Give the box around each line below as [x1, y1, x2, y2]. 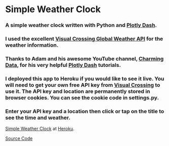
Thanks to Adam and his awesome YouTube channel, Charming [5, 55, 164, 62]
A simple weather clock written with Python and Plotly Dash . [5, 22, 157, 29]
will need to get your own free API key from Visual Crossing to [5, 81, 160, 88]
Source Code [5, 135, 33, 141]
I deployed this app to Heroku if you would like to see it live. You [5, 75, 164, 82]
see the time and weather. [5, 114, 71, 121]
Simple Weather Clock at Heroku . [5, 126, 75, 132]
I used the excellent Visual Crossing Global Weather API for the [5, 35, 163, 43]
